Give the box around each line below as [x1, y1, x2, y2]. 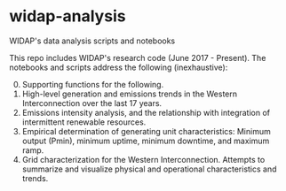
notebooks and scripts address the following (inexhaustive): [9, 62, 228, 73]
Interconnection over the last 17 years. [21, 97, 163, 108]
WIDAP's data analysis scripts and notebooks [9, 35, 176, 46]
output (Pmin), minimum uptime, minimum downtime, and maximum [21, 135, 270, 146]
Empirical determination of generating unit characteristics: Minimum [21, 126, 271, 136]
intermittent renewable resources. [21, 117, 147, 127]
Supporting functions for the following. [21, 79, 164, 89]
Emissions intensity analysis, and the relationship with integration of [21, 107, 271, 118]
